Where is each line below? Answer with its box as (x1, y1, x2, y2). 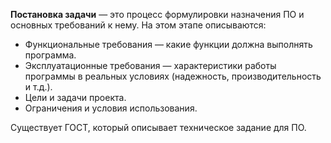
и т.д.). (24, 81, 53, 93)
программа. (24, 49, 77, 61)
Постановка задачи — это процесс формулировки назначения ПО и (10, 9, 305, 20)
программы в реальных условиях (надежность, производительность (24, 70, 322, 82)
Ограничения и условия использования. (24, 102, 198, 114)
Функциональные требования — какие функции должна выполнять (24, 39, 313, 50)
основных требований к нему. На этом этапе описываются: (10, 19, 267, 31)
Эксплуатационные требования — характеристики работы (24, 60, 277, 71)
